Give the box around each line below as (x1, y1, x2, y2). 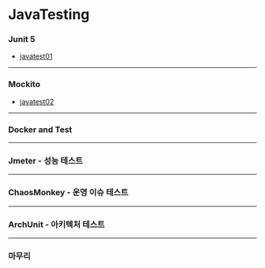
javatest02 (19, 96, 54, 106)
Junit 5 (8, 34, 35, 45)
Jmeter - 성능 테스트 (8, 156, 84, 166)
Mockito (8, 79, 41, 90)
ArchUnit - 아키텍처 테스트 (8, 219, 105, 230)
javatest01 (19, 51, 53, 61)
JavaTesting (8, 6, 90, 24)
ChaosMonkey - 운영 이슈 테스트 (8, 187, 129, 198)
